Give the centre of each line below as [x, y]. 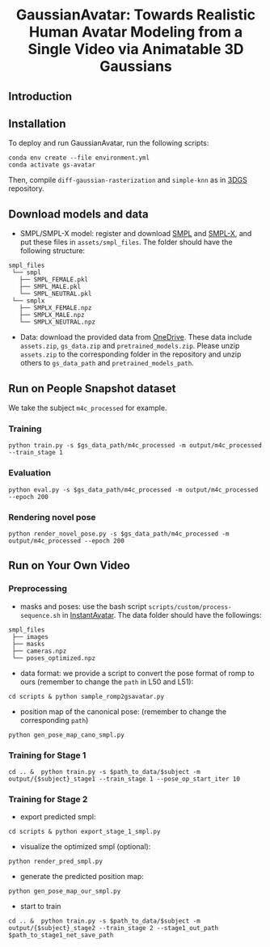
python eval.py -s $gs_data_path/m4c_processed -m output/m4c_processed [133, 490]
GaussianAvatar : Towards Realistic [136, 15]
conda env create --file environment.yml [79, 158]
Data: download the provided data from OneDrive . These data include [136, 337]
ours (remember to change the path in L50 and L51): [107, 682]
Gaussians [136, 67]
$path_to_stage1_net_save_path [61, 936]
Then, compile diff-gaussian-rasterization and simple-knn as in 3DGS [128, 180]
